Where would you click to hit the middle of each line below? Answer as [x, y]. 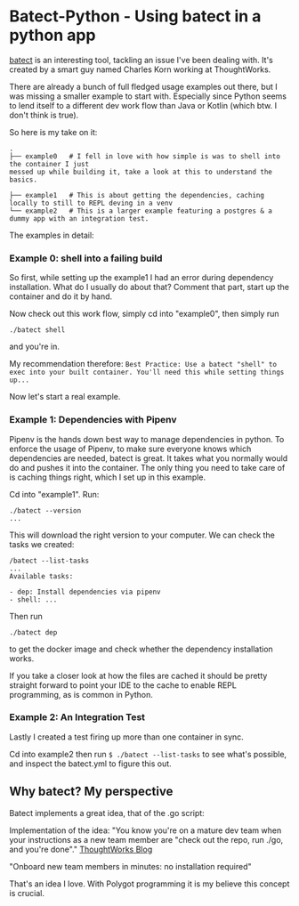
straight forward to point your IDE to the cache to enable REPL [123, 685]
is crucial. [27, 893]
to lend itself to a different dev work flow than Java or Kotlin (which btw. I [143, 105]
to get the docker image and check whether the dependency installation [141, 649]
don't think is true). [44, 115]
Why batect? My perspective [91, 792]
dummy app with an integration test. [79, 218]
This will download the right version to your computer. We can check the [142, 535]
